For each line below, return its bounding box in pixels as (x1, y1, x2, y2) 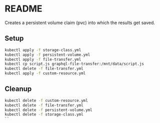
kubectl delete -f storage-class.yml (5, 112, 84, 117)
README (5, 3, 43, 15)
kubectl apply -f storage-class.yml (5, 47, 81, 53)
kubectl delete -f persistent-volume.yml (5, 107, 93, 112)
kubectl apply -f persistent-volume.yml (5, 52, 91, 57)
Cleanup (5, 85, 32, 93)
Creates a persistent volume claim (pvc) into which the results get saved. (5, 20, 155, 26)
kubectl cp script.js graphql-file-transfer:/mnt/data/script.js (5, 61, 144, 67)
